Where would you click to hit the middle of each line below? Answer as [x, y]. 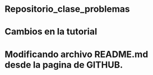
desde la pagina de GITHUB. [64, 65]
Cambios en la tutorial [51, 32]
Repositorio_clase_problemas [67, 9]
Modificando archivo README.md [76, 54]
